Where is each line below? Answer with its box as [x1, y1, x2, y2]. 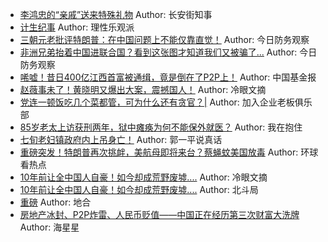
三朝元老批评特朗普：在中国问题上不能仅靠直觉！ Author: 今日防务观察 [19, 34, 310, 45]
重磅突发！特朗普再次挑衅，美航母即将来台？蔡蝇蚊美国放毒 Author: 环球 [19, 146, 319, 158]
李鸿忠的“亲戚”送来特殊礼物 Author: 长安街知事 [19, 9, 213, 20]
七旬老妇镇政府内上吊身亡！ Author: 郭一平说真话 [19, 134, 223, 145]
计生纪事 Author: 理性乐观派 [19, 21, 135, 33]
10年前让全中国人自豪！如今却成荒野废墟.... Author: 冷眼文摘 [19, 171, 268, 183]
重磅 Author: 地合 [19, 196, 92, 208]
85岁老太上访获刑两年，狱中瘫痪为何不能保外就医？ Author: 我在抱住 [19, 121, 303, 133]
